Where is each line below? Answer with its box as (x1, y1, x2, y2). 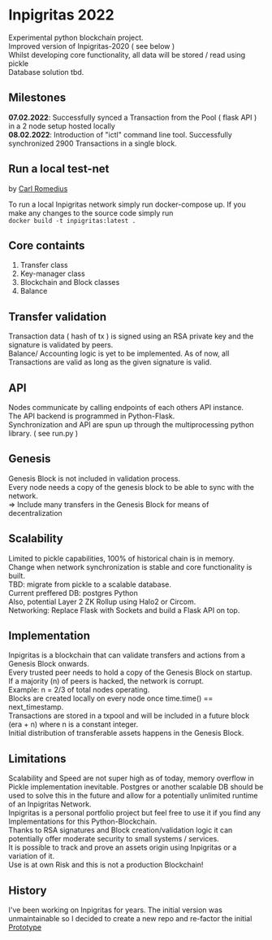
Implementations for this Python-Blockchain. (8, 816, 158, 827)
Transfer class (19, 260, 69, 270)
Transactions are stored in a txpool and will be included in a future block (8, 710, 250, 721)
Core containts (8, 238, 85, 252)
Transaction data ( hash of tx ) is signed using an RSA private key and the (8, 331, 254, 341)
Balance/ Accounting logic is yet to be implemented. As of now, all (8, 348, 230, 359)
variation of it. (8, 851, 55, 861)
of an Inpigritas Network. (8, 799, 92, 809)
